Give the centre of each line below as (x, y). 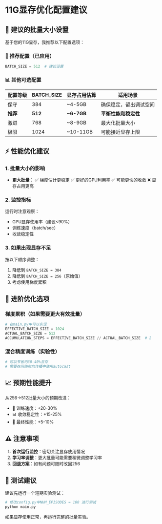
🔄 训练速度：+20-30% (35, 408)
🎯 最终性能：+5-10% (33, 422)
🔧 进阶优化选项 (27, 299)
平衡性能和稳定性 (121, 114)
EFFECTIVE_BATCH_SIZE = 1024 (35, 329)
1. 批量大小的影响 (25, 168)
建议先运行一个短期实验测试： (35, 493)
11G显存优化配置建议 (46, 10)
